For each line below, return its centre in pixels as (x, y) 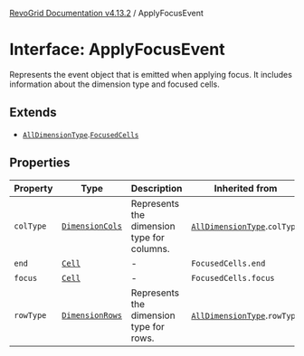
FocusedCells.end (228, 263)
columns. (150, 248)
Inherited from (246, 188)
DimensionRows (92, 315)
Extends (33, 112)
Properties (40, 163)
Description (157, 188)
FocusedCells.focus (233, 278)
